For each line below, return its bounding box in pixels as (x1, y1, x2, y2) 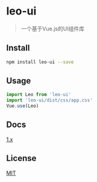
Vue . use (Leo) (6, 103, 39, 109)
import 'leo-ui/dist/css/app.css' (6, 97, 93, 103)
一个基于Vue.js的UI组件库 (20, 25, 84, 32)
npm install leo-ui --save (6, 59, 74, 65)
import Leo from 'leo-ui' (6, 92, 71, 98)
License (6, 153, 37, 164)
